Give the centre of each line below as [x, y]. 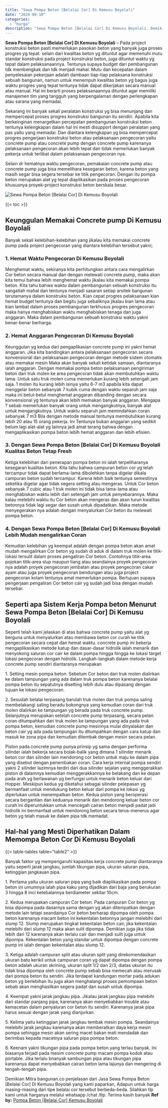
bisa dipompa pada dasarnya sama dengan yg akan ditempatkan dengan [80, 907]
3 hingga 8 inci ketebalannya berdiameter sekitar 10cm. [62, 892]
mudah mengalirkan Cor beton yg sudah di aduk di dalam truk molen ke [79, 551]
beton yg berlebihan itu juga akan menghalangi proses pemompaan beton [81, 981]
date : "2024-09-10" [25, 15]
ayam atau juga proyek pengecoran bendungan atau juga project [72, 572]
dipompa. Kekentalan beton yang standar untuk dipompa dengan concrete [82, 939]
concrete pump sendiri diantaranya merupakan [53, 664]
